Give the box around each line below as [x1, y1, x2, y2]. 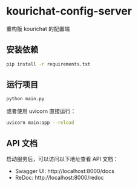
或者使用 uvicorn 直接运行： [6, 107, 76, 115]
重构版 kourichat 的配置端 [6, 25, 70, 32]
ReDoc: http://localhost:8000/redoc [15, 174, 104, 181]
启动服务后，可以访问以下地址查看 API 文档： [6, 155, 119, 162]
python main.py [6, 96, 45, 102]
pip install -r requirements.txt [6, 61, 91, 67]
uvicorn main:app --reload [6, 120, 74, 126]
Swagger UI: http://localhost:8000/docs [15, 168, 115, 174]
